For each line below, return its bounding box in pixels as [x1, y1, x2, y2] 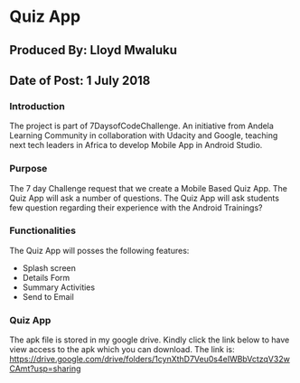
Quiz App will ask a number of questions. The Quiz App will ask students [9, 192, 280, 203]
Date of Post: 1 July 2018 [9, 72, 151, 88]
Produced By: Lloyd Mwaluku [9, 42, 178, 58]
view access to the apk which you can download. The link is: [9, 344, 235, 355]
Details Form [22, 272, 70, 283]
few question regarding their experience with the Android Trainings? [9, 201, 263, 213]
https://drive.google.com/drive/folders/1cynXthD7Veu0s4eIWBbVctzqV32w [9, 354, 291, 365]
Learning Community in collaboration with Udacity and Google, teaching [9, 130, 278, 141]
